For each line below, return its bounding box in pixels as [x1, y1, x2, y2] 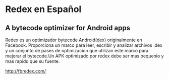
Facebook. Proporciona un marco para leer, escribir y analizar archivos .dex [5, 42, 162, 48]
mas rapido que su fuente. [5, 58, 60, 64]
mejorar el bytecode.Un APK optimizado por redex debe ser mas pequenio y [5, 53, 164, 59]
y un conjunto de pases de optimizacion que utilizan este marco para [5, 48, 149, 53]
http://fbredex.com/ [5, 68, 46, 74]
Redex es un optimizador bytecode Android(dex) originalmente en [5, 37, 142, 43]
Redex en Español [5, 4, 82, 15]
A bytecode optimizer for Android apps [5, 24, 131, 32]
